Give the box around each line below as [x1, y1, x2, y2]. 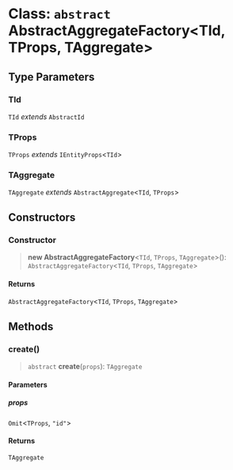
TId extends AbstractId [8, 112, 85, 121]
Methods [8, 319, 54, 333]
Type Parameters [8, 70, 95, 83]
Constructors [8, 210, 76, 224]
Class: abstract [8, 5, 111, 23]
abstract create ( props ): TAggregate [27, 362, 143, 372]
